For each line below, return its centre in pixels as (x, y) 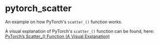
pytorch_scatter (39, 8)
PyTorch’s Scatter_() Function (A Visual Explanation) (57, 36)
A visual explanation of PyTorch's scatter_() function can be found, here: (80, 31)
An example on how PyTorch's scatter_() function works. (64, 22)
